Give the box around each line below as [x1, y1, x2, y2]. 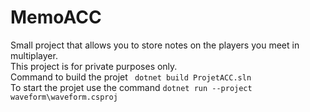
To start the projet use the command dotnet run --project [10, 81, 253, 93]
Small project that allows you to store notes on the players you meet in [10, 39, 300, 51]
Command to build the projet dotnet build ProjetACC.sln [10, 71, 252, 83]
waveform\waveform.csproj [10, 92, 118, 102]
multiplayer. [10, 49, 58, 61]
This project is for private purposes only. [10, 60, 178, 72]
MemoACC [10, 6, 102, 29]
